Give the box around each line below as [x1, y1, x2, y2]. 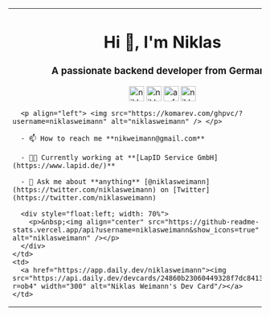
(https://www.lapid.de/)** [12, 161, 116, 170]
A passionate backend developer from [51, 64, 227, 77]
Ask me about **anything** [37, 177, 141, 186]
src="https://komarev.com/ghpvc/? [111, 109, 243, 117]
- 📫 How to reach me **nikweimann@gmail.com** [20, 133, 205, 143]
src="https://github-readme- [148, 217, 260, 226]
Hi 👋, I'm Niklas [103, 31, 222, 52]
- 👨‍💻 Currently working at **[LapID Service [20, 153, 194, 162]
